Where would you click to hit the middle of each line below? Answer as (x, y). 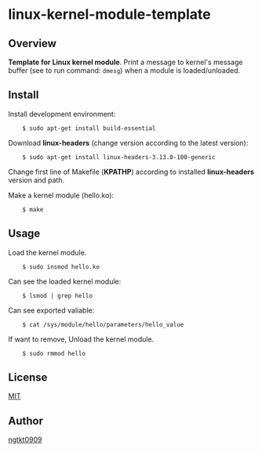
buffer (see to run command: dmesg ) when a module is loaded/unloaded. (124, 71)
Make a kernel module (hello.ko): (61, 195)
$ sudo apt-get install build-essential (89, 128)
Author (25, 421)
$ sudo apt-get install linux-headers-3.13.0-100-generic (119, 157)
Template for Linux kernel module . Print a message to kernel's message (126, 62)
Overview (33, 43)
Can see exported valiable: (51, 310)
